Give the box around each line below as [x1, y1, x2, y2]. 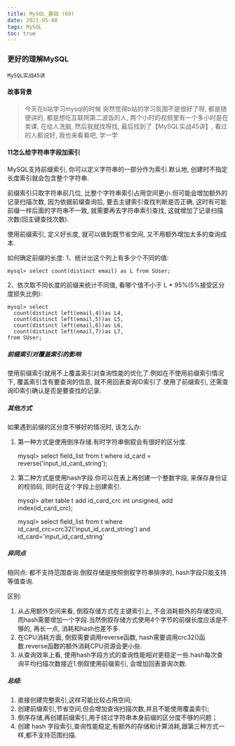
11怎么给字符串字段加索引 [7, 148, 81, 156]
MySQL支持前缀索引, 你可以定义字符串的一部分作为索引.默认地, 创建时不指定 [7, 165, 228, 173]
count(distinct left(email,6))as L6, [13, 322, 124, 329]
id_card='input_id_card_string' [17, 532, 105, 541]
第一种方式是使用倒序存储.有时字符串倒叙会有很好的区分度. [17, 438, 187, 446]
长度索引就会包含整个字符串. [7, 173, 90, 182]
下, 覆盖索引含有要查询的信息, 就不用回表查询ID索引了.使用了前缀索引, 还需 [7, 377, 222, 386]
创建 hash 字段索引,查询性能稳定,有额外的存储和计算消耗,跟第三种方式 [17, 721, 219, 730]
